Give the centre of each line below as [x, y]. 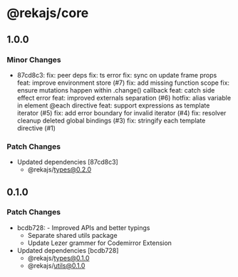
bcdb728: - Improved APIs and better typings [83, 228]
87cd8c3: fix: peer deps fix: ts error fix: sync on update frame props [117, 75]
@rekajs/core [48, 13]
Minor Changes [34, 60]
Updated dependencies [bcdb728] [68, 250]
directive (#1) [36, 128]
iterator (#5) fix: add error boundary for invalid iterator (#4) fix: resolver [121, 113]
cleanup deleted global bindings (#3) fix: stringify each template [111, 120]
